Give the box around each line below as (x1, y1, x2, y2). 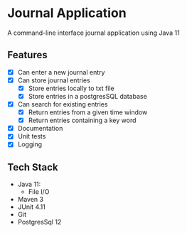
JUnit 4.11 (17, 202, 46, 211)
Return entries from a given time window (28, 108, 148, 116)
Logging (17, 140, 43, 148)
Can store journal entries (17, 76, 90, 85)
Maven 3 (17, 195, 44, 204)
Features (7, 49, 48, 61)
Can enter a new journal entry (17, 67, 105, 76)
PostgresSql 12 (17, 218, 62, 227)
